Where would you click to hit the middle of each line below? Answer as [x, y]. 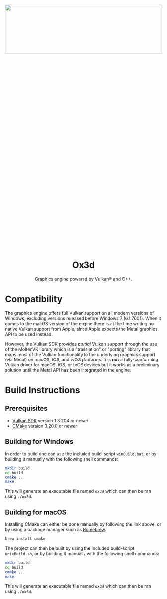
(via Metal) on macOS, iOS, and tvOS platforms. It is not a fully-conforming [82, 359]
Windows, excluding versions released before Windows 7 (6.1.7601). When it [83, 318]
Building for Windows [39, 441]
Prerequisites [26, 409]
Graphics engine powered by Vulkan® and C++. [83, 279]
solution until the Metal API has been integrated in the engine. [68, 370]
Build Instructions [43, 390]
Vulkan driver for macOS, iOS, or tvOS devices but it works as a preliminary [82, 365]
